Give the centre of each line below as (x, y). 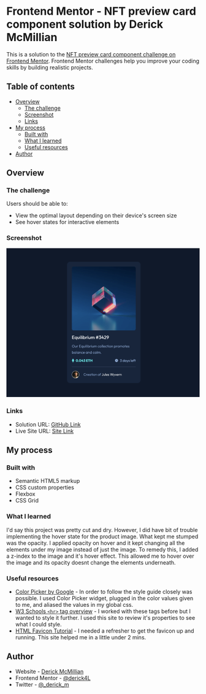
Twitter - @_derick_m (42, 684)
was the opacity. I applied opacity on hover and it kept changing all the (96, 543)
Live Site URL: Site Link (44, 431)
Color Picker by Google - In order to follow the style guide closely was (104, 592)
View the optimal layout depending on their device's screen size (96, 215)
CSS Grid (27, 501)
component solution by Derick (85, 24)
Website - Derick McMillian (49, 671)
